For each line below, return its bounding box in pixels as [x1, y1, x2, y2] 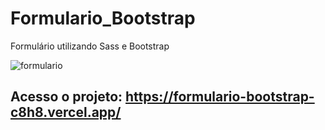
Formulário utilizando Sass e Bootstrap [10, 40, 170, 52]
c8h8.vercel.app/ [10, 104, 122, 121]
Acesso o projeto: [10, 88, 123, 106]
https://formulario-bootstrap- [125, 88, 315, 106]
